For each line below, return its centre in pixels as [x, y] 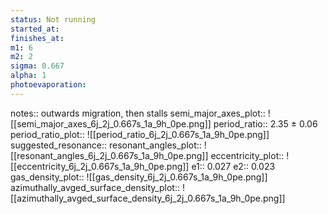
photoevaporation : [48, 85]
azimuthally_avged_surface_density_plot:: [95, 187]
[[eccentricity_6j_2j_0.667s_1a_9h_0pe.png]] [100, 166]
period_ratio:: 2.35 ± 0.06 [265, 123]
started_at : [35, 29]
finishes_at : [37, 38]
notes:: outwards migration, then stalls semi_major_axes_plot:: [138, 113]
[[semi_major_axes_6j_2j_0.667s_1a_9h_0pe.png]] [111, 123]
